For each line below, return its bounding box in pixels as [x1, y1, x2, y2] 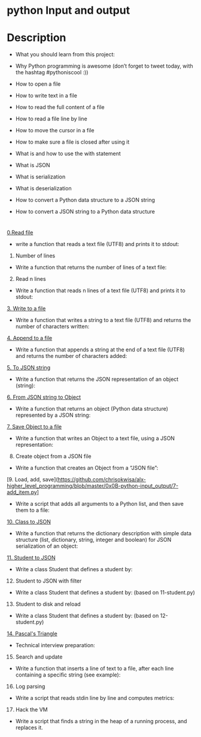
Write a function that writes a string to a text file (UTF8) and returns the [15, 317, 191, 324]
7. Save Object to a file [7, 423, 62, 430]
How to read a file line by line [15, 115, 87, 123]
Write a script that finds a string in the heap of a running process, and [15, 718, 187, 725]
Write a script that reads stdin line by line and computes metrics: [15, 694, 175, 702]
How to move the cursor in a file [15, 127, 95, 134]
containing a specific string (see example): [15, 671, 121, 678]
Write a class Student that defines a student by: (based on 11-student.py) [15, 589, 195, 596]
